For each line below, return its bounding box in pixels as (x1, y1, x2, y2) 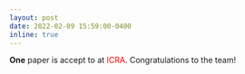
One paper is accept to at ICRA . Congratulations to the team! (9, 55, 237, 66)
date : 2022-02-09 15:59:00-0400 (9, 22, 132, 31)
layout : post (9, 13, 59, 23)
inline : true (9, 30, 59, 39)
